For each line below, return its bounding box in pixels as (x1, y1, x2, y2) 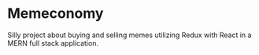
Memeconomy (7, 5, 104, 22)
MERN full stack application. (7, 38, 99, 47)
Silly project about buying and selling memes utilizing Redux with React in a (7, 30, 252, 40)
